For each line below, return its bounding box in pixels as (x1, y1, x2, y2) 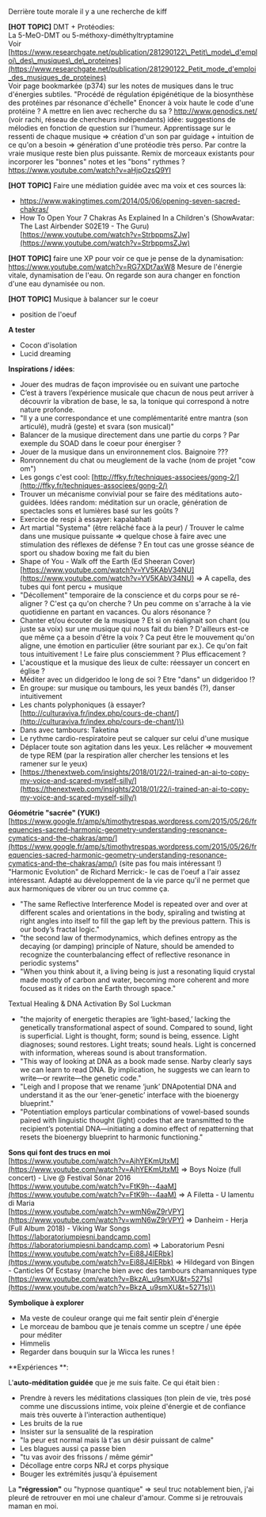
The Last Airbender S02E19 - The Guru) (19, 221, 150, 231)
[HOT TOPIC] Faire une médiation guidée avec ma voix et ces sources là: (8, 181, 247, 190)
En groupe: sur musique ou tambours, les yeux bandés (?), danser (19, 683, 236, 693)
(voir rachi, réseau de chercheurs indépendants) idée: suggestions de (8, 115, 236, 124)
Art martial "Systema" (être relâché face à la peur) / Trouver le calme (19, 523, 245, 532)
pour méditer (19, 1331, 63, 1339)
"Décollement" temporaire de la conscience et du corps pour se (19, 590, 229, 600)
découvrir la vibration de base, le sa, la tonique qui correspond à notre (19, 397, 249, 405)
